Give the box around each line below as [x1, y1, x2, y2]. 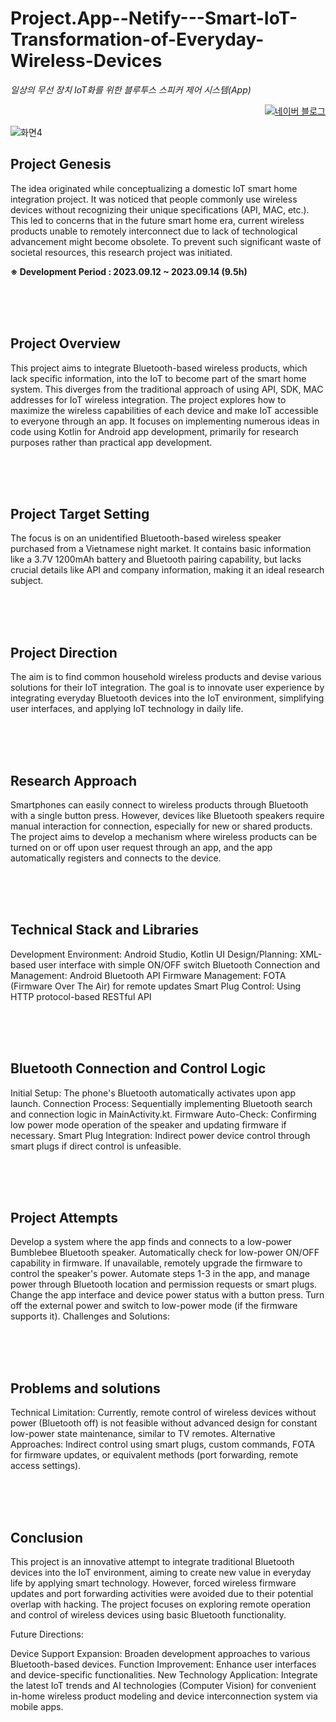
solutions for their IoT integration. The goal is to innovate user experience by [10, 682, 325, 694]
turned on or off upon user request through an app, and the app [10, 842, 273, 853]
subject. [10, 575, 44, 587]
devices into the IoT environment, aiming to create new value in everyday [10, 1567, 312, 1579]
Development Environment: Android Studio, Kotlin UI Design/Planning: [10, 948, 298, 960]
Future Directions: [10, 1628, 84, 1641]
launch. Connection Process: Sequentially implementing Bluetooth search [10, 1097, 313, 1109]
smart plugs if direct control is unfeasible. [10, 1140, 182, 1152]
